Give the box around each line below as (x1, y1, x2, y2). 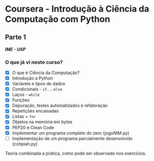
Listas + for (12, 113, 36, 119)
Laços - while (12, 92, 40, 97)
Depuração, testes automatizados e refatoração (12, 103, 108, 109)
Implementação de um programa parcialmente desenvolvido (12, 135, 133, 141)
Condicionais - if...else (12, 86, 63, 92)
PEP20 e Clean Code (12, 125, 54, 130)
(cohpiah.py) (12, 141, 38, 146)
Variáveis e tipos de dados (12, 81, 66, 87)
